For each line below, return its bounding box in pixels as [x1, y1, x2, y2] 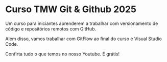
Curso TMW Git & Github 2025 [5, 4, 137, 15]
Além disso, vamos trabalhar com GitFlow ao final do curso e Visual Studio [5, 36, 162, 42]
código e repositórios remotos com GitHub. [5, 25, 96, 32]
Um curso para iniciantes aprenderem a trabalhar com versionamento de [5, 20, 158, 26]
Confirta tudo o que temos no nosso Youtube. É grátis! [5, 51, 120, 57]
